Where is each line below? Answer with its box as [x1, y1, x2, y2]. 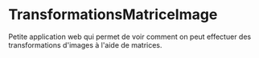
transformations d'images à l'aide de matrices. [8, 40, 162, 49]
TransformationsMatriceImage [8, 6, 218, 24]
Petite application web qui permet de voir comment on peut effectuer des [8, 32, 252, 41]
